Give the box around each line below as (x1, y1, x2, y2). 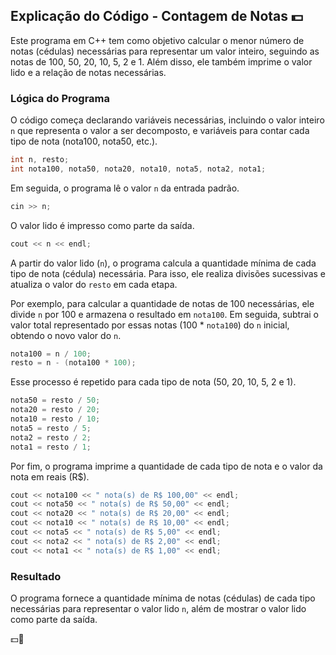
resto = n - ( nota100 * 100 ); (10, 358, 137, 368)
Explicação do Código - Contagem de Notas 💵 (10, 8, 303, 25)
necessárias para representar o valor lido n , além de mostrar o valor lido (10, 603, 307, 615)
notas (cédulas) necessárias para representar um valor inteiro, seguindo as (10, 45, 320, 57)
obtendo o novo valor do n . (10, 329, 122, 341)
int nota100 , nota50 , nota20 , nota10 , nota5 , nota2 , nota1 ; (10, 164, 267, 174)
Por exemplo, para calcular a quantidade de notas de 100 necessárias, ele (10, 297, 315, 309)
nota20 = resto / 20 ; (10, 405, 101, 415)
